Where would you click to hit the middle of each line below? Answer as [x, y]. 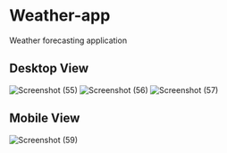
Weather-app [60, 16]
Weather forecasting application [68, 40]
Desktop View [49, 68]
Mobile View [45, 119]
